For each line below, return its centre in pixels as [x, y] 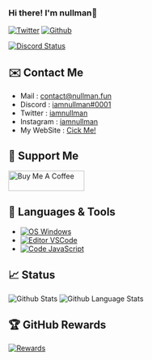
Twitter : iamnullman [54, 113]
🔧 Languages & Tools [62, 212]
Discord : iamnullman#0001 [65, 105]
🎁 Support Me [44, 155]
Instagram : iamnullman [59, 122]
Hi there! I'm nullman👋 [53, 13]
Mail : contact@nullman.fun [65, 96]
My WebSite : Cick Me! [58, 130]
